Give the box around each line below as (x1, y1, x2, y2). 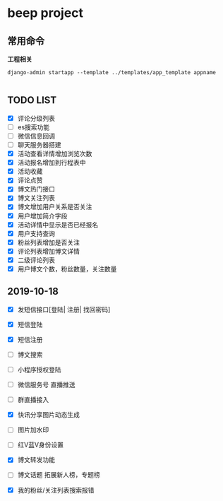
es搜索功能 (17, 122, 50, 131)
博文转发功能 (17, 456, 55, 464)
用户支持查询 (17, 229, 55, 237)
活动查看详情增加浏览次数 (17, 150, 92, 158)
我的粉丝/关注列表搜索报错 (17, 485, 95, 494)
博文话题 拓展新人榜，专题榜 (17, 471, 100, 479)
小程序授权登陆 (17, 365, 61, 374)
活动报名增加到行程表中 (17, 158, 86, 167)
